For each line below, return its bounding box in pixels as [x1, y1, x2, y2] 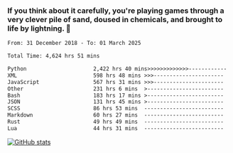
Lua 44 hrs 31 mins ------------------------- [7, 125, 224, 132]
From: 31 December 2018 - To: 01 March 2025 [7, 40, 141, 47]
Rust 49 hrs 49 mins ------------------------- [7, 118, 224, 126]
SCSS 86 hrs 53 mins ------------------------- [7, 105, 224, 112]
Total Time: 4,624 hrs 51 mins [7, 53, 100, 60]
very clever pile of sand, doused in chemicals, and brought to [7, 14, 223, 24]
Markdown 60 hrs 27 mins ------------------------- [7, 112, 224, 119]
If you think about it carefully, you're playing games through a [7, 6, 225, 16]
